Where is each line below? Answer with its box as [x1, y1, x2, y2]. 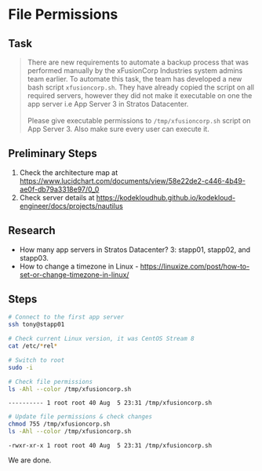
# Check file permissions [8, 378, 93, 385]
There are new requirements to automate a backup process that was [27, 57, 249, 67]
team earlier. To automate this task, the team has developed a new [27, 75, 242, 83]
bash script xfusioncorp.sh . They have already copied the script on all [27, 82, 255, 92]
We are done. [8, 455, 52, 465]
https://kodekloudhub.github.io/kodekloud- [96, 192, 236, 202]
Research [8, 224, 56, 237]
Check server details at [19, 192, 95, 202]
